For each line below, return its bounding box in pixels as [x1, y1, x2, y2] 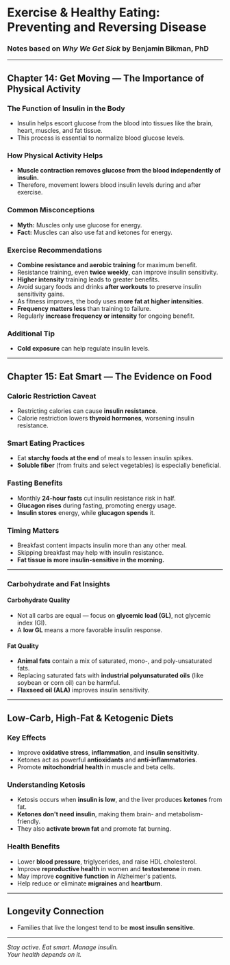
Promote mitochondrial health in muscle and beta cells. [16, 762, 175, 771]
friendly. [16, 817, 41, 826]
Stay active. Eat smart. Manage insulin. [7, 943, 118, 951]
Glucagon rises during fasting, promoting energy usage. [16, 501, 177, 510]
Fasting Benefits [7, 478, 63, 488]
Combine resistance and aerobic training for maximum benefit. [16, 261, 198, 269]
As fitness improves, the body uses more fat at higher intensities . [16, 297, 204, 305]
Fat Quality [7, 642, 39, 650]
